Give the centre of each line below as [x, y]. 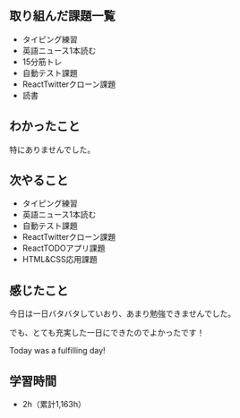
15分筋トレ [42, 62]
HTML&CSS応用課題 [60, 260]
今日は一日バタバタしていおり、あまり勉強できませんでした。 [122, 314]
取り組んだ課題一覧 [62, 16]
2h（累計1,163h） [54, 405]
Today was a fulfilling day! [57, 351]
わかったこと [45, 127]
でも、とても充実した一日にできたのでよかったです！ [107, 333]
